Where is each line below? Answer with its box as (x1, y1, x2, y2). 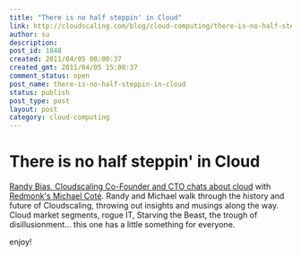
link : (9, 21, 30, 30)
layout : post (9, 105, 58, 114)
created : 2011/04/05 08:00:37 (9, 55, 123, 64)
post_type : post (9, 96, 70, 106)
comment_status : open (9, 72, 90, 81)
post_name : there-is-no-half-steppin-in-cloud (9, 80, 186, 89)
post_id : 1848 (9, 47, 63, 55)
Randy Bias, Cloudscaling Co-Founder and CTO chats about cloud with (9, 181, 271, 192)
